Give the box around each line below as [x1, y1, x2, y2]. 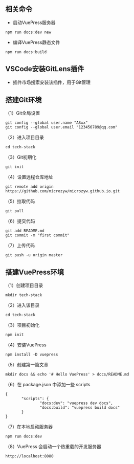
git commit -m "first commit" [5, 233, 70, 238]
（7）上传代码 [5, 242, 35, 249]
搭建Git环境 [5, 96, 42, 104]
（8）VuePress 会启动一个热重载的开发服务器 [5, 444, 101, 450]
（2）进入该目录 [5, 302, 40, 308]
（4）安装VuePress [5, 342, 47, 348]
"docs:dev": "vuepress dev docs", [39, 401, 114, 406]
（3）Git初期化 [5, 154, 37, 160]
